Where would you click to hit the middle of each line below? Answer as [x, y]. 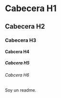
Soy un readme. [21, 90]
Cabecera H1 [31, 8]
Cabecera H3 [21, 40]
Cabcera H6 [17, 75]
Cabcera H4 [17, 52]
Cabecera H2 [25, 26]
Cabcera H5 [17, 63]
